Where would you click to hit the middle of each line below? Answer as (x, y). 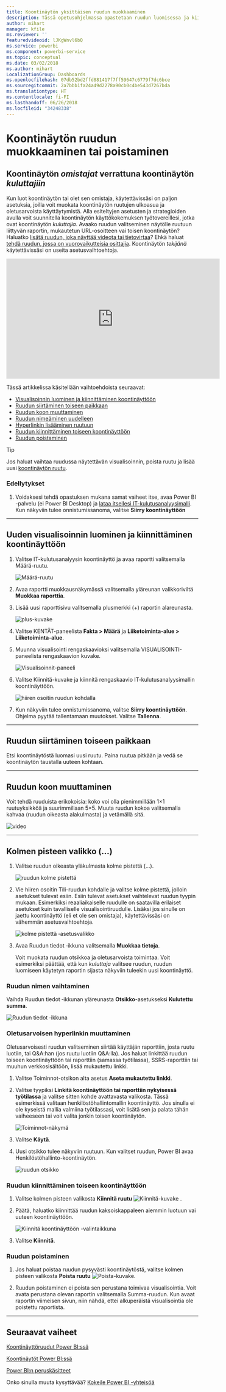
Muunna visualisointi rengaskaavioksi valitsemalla (77, 649)
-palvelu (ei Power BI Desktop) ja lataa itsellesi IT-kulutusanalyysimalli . (103, 503)
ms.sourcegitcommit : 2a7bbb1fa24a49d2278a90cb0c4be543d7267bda (88, 86)
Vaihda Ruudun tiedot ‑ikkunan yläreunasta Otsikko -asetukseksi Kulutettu (100, 999)
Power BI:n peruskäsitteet (39, 1371)
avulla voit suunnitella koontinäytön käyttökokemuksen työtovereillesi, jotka (101, 218)
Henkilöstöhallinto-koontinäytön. (56, 1158)
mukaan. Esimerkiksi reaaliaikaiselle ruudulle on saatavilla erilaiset (98, 902)
